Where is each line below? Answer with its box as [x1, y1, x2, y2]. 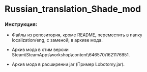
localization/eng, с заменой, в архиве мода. [11, 37, 103, 43]
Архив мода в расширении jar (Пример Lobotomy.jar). [11, 61, 125, 67]
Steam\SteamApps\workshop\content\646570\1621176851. [11, 52, 130, 58]
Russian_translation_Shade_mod [4, 3, 141, 15]
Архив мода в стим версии [11, 47, 69, 52]
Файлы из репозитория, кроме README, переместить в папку [11, 32, 143, 38]
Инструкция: [4, 21, 37, 28]
